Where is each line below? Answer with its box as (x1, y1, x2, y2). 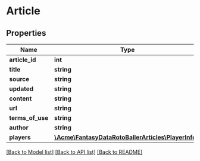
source (9, 75, 30, 83)
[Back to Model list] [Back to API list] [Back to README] (6, 148, 143, 156)
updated (9, 85, 34, 93)
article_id (9, 55, 36, 64)
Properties (6, 28, 46, 38)
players (9, 133, 31, 141)
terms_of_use (9, 114, 49, 122)
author (9, 123, 29, 132)
